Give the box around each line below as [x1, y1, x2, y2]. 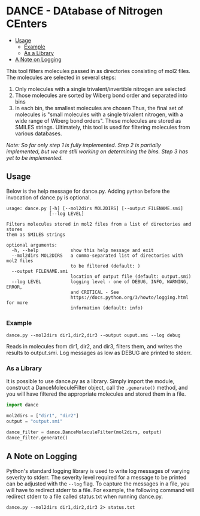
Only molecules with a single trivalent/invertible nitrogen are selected [14, 85, 186, 92]
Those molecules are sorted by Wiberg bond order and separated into [14, 92, 187, 99]
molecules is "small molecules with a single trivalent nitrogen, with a [14, 111, 184, 118]
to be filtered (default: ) [70, 263, 141, 269]
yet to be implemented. [6, 154, 63, 161]
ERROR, [6, 284, 23, 290]
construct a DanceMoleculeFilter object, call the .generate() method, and [6, 384, 188, 391]
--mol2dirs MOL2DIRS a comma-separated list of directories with [11, 253, 184, 259]
